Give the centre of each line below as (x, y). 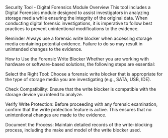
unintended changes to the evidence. (44, 49)
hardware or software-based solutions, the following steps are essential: (80, 64)
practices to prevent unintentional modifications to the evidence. (72, 29)
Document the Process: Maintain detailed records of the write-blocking (79, 125)
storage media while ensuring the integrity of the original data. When (76, 18)
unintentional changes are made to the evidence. (56, 115)
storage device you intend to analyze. (44, 94)
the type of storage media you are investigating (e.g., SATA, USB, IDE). (78, 79)
